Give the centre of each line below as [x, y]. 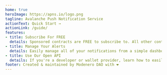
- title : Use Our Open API [33, 56]
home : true [16, 10]
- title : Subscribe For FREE [35, 37]
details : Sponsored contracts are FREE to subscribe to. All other [81, 42]
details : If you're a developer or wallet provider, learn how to [80, 60]
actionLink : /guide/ [27, 28]
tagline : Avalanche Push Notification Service [54, 19]
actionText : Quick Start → [33, 23]
